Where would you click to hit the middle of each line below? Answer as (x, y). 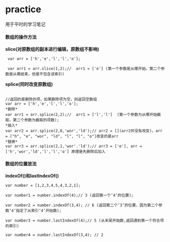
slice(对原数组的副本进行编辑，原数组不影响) (52, 49)
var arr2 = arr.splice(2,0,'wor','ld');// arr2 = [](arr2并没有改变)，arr (84, 131)
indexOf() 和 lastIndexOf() (32, 176)
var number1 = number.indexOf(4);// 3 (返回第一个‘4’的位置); (69, 196)
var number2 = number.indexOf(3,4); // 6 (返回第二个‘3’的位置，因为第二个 (82, 205)
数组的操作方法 (21, 37)
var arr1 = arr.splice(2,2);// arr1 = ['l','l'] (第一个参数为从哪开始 (81, 115)
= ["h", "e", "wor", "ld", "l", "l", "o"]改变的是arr (62, 136)
